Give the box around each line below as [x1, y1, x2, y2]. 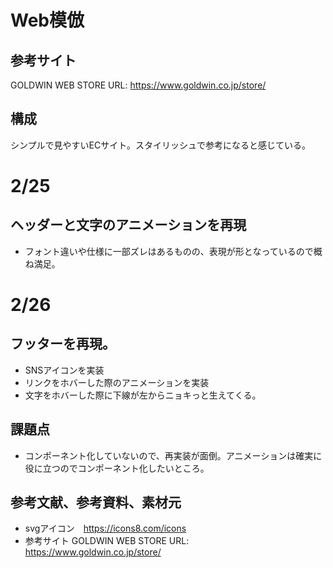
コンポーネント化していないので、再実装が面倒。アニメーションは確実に [24, 449, 323, 461]
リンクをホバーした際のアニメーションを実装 [24, 376, 210, 388]
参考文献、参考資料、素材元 [10, 494, 182, 511]
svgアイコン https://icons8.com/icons [24, 522, 187, 535]
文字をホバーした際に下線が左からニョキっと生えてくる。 [24, 389, 262, 401]
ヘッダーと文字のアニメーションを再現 [10, 217, 247, 234]
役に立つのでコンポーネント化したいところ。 [24, 462, 210, 474]
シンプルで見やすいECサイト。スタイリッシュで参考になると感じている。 [10, 139, 311, 151]
